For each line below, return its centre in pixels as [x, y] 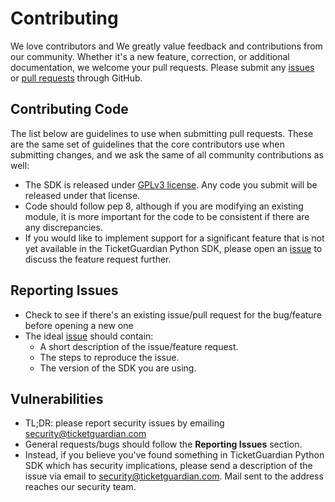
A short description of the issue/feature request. [139, 346]
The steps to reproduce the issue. [109, 357]
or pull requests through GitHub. [76, 78]
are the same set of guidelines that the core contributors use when [147, 144]
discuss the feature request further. [98, 259]
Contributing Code [69, 109]
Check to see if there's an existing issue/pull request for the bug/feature [173, 314]
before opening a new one [79, 325]
